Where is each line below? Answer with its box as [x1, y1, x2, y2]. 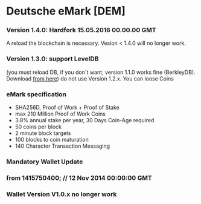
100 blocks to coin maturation [14, 136, 89, 143]
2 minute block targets [14, 130, 71, 137]
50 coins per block [14, 123, 62, 131]
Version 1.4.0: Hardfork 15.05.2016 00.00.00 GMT [6, 26, 156, 35]
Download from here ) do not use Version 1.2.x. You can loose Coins [6, 74, 174, 82]
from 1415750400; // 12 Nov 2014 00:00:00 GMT [6, 174, 152, 182]
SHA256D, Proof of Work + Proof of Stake [14, 104, 120, 111]
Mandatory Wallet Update [6, 157, 83, 166]
